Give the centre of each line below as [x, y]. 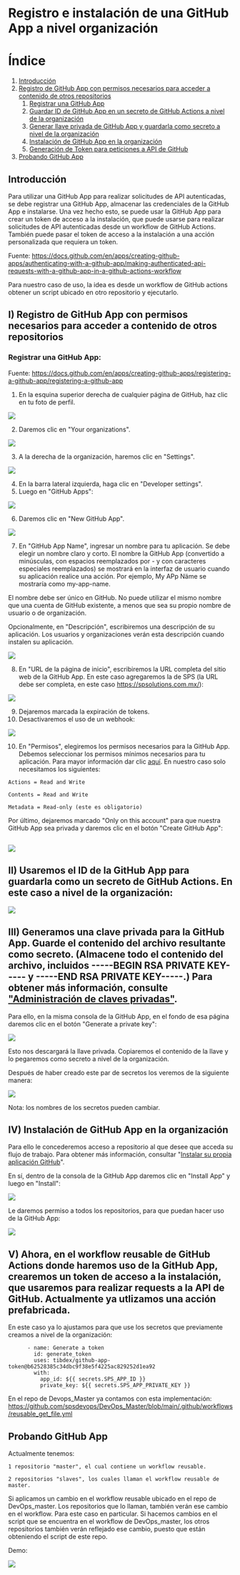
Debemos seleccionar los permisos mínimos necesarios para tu [112, 754]
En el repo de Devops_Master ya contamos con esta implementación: [110, 1399]
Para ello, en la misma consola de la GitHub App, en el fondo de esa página [119, 1016]
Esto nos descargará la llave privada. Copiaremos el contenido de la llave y [118, 1051]
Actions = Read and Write [46, 782]
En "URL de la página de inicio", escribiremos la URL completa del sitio [122, 669]
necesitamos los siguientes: [59, 769]
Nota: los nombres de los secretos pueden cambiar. [84, 1107]
